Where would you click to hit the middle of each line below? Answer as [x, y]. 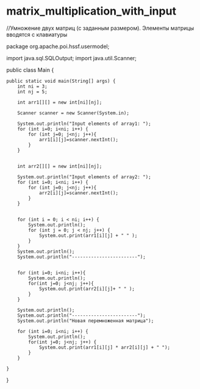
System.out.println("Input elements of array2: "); [84, 177]
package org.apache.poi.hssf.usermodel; [58, 46]
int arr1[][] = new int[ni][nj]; [60, 102]
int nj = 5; [32, 92]
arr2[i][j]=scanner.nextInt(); [79, 193]
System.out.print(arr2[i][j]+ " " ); [87, 289]
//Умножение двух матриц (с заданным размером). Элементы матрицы [100, 28]
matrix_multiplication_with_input [91, 11]
